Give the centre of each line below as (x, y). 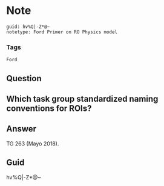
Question (24, 78)
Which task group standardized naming (82, 99)
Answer (21, 129)
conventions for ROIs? (49, 109)
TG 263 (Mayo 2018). (33, 144)
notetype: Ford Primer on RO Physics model (62, 32)
